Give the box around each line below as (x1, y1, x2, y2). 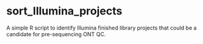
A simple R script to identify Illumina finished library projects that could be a (6, 24, 197, 31)
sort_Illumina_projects (6, 4, 122, 18)
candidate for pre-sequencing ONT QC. (6, 30, 106, 37)
